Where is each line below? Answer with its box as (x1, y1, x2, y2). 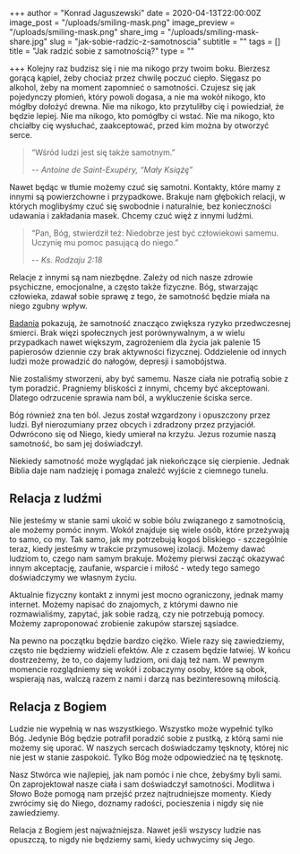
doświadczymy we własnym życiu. (9, 572, 137, 582)
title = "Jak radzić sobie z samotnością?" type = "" (9, 46, 195, 56)
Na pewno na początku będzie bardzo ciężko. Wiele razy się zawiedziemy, (9, 635, 285, 646)
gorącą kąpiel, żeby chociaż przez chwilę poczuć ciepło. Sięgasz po (9, 73, 261, 83)
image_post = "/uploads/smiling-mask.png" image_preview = (9, 17, 236, 28)
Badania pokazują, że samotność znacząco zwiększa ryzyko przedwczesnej (9, 318, 291, 328)
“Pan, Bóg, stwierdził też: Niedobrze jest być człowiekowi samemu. (30, 228, 279, 238)
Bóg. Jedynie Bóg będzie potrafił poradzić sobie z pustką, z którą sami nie (9, 732, 284, 743)
